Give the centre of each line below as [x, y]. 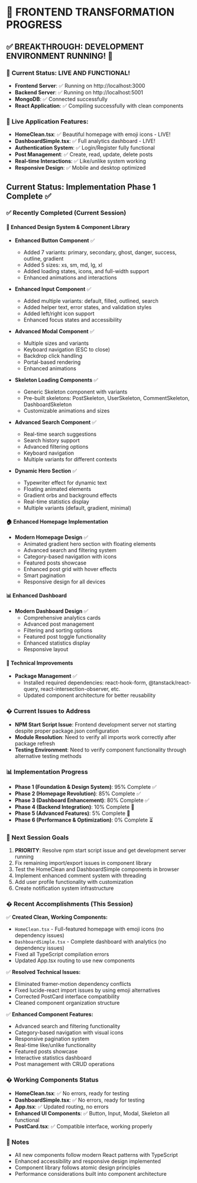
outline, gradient [43, 258]
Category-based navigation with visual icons [69, 1033]
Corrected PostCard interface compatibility [67, 997]
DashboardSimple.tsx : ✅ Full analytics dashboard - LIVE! [85, 141]
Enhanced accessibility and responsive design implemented [88, 1161]
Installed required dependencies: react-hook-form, [85, 683]
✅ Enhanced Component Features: [50, 1014]
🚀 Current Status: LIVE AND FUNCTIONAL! [68, 72]
